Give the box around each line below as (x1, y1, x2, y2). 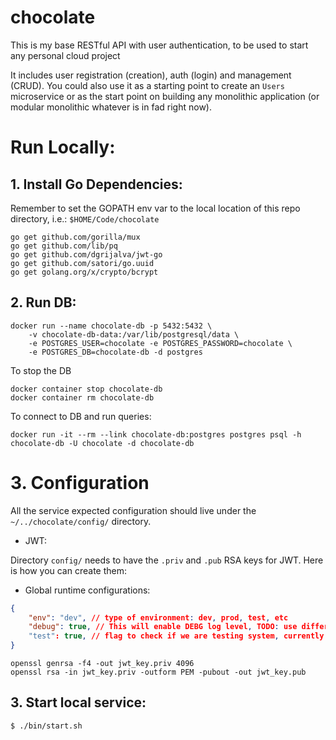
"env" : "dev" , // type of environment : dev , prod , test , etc (28, 612, 289, 623)
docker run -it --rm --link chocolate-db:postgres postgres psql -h (10, 429, 302, 440)
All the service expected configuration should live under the (10, 504, 257, 516)
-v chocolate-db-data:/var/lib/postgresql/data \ (28, 329, 240, 340)
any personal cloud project (10, 49, 121, 61)
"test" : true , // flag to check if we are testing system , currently (28, 631, 325, 641)
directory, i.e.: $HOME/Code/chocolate (10, 212, 160, 225)
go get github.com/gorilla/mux (10, 232, 141, 242)
